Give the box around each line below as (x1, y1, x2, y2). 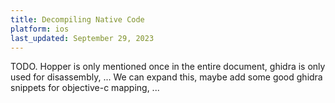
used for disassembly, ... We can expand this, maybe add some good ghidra (10, 71, 323, 83)
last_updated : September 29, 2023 (10, 33, 155, 43)
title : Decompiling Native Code (10, 14, 145, 25)
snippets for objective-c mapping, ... (10, 82, 160, 94)
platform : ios (10, 24, 70, 34)
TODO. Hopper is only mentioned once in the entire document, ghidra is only (10, 61, 326, 73)
